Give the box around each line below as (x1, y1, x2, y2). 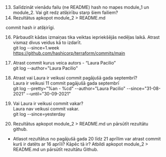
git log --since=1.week (12, 45, 59, 50)
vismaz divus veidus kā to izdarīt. (12, 39, 82, 45)
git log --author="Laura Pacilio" (12, 65, 78, 71)
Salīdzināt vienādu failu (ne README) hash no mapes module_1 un (12, 4, 149, 10)
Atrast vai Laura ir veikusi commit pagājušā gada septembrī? (12, 75, 137, 80)
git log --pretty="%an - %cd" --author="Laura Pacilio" (12, 85, 125, 91)
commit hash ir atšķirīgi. (5, 24, 55, 30)
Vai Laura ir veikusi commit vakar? (12, 100, 83, 106)
